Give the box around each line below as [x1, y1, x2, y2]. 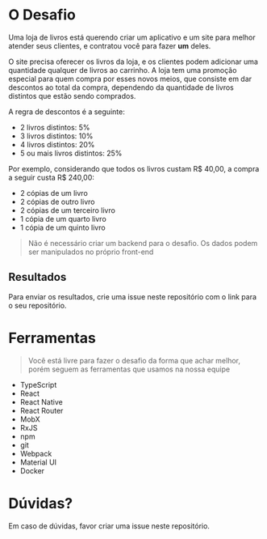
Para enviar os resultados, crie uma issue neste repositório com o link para [8, 291, 257, 301]
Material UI [19, 457, 57, 467]
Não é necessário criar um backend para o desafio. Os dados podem [27, 238, 258, 248]
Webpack [19, 448, 52, 458]
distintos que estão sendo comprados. [8, 91, 136, 100]
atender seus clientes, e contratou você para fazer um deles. [8, 40, 211, 50]
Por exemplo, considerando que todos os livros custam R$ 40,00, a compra [8, 163, 260, 173]
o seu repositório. [8, 300, 67, 310]
